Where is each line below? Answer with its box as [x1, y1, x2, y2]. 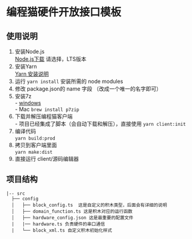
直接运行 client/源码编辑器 [14, 156, 79, 162]
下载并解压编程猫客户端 [14, 113, 73, 120]
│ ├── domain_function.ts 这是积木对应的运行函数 [11, 208, 133, 215]
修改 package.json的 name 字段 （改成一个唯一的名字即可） [14, 85, 162, 92]
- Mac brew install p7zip [14, 105, 79, 113]
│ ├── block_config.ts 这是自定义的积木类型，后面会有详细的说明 [11, 202, 168, 208]
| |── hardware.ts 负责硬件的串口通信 [11, 221, 106, 227]
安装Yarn [14, 63, 37, 70]
